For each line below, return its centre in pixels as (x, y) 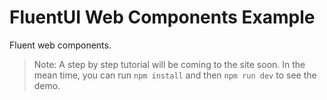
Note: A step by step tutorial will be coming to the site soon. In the (169, 64)
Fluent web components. (60, 45)
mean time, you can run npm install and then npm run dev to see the (175, 75)
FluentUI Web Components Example (162, 17)
